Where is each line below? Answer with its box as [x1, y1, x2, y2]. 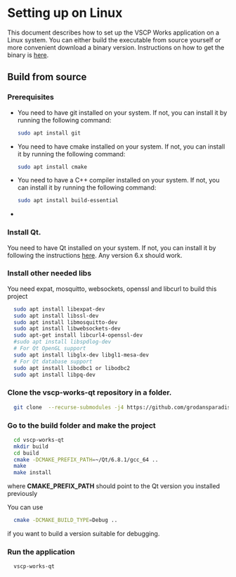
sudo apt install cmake [17, 163, 88, 170]
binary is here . [7, 51, 49, 59]
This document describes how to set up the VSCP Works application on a [7, 28, 220, 37]
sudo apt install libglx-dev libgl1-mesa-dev [13, 351, 150, 359]
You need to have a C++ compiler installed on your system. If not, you [17, 176, 220, 185]
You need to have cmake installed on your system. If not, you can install [17, 142, 225, 151]
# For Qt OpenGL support [13, 345, 86, 352]
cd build [13, 449, 39, 457]
